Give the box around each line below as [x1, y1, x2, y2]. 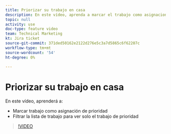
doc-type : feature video [5, 26, 58, 32]
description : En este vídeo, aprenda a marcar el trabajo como [5, 12, 142, 17]
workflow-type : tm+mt [5, 45, 51, 50]
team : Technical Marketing [5, 31, 63, 36]
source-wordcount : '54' [5, 50, 56, 55]
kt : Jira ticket [5, 36, 40, 41]
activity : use [5, 21, 36, 27]
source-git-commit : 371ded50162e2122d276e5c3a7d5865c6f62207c [5, 41, 140, 46]
